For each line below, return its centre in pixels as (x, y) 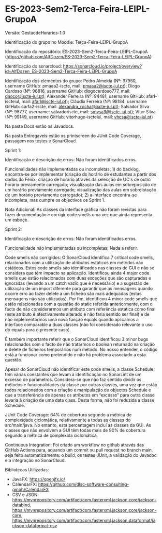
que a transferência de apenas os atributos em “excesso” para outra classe (80, 395)
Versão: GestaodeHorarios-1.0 (35, 33)
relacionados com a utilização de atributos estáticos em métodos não (74, 262)
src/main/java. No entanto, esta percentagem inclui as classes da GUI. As (78, 425)
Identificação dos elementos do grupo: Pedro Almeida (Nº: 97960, (71, 81)
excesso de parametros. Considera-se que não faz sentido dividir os (73, 379)
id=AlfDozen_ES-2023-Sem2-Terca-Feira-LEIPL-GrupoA (61, 71)
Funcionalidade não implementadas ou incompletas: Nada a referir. (72, 248)
